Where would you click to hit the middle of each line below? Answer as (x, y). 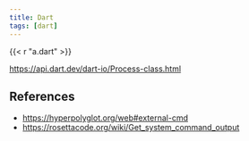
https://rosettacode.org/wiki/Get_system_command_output (131, 128)
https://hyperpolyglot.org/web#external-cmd (105, 118)
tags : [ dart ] (34, 26)
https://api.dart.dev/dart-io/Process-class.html (95, 69)
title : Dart (31, 17)
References (42, 96)
